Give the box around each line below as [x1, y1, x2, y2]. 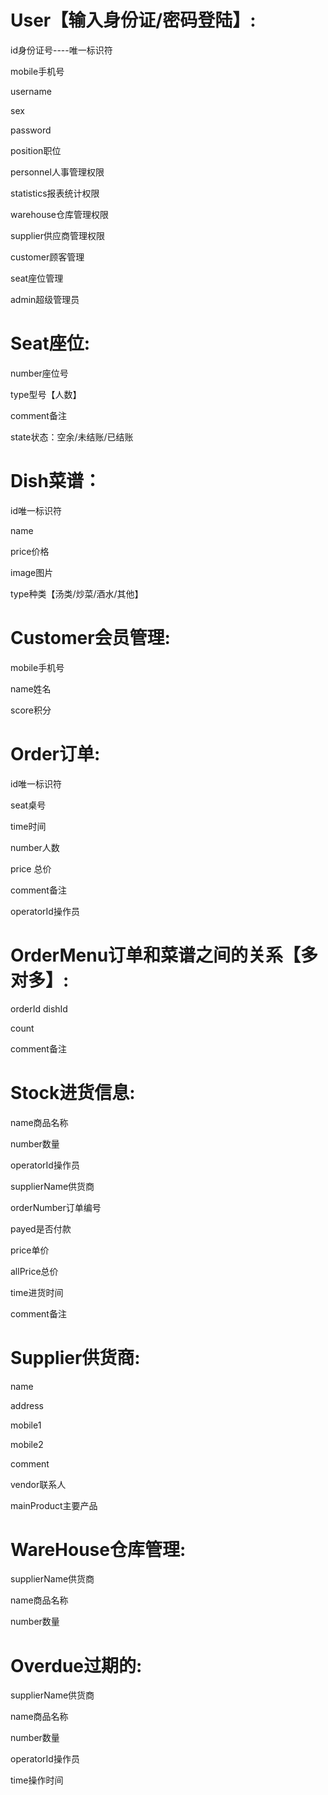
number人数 [10, 841, 60, 853]
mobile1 [10, 1419, 42, 1431]
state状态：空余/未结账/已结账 [10, 431, 134, 443]
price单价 [10, 1244, 50, 1256]
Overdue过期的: [10, 1654, 143, 1677]
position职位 [10, 144, 62, 156]
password [10, 124, 52, 136]
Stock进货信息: [10, 1081, 136, 1104]
